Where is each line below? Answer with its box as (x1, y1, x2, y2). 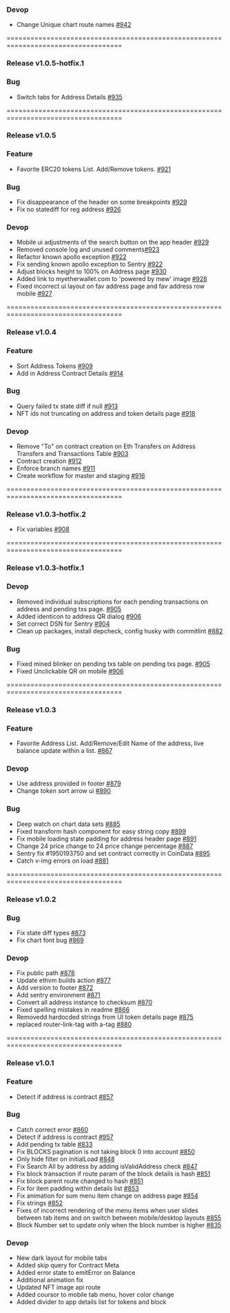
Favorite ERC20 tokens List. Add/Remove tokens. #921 (16, 164, 171, 173)
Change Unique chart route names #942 (16, 21, 132, 29)
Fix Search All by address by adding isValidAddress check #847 (16, 1162, 198, 1170)
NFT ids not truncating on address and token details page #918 (16, 409, 196, 417)
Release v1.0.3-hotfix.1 (6, 563, 84, 573)
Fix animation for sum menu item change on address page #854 (16, 1191, 199, 1200)
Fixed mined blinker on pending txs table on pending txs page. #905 (16, 660, 211, 668)
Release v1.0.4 (6, 327, 56, 337)
